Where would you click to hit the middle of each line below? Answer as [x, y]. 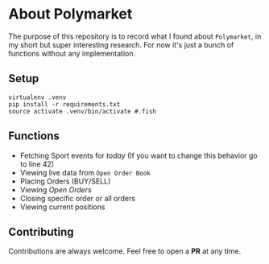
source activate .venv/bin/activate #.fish [83, 111]
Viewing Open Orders [56, 189]
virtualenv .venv [37, 97]
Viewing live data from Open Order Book [85, 172]
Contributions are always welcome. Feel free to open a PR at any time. [125, 251]
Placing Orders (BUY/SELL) [65, 181]
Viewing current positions [62, 207]
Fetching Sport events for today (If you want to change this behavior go [139, 155]
